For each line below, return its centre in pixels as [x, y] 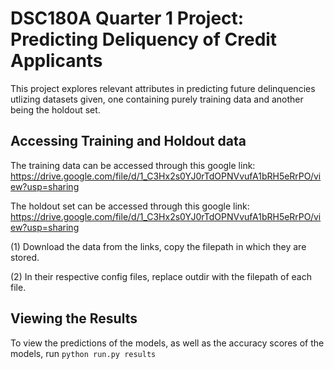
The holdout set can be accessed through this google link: [130, 206]
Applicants [56, 61]
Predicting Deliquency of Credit [144, 39]
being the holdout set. [55, 109]
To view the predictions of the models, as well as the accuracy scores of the [167, 343]
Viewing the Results [74, 318]
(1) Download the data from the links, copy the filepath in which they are [158, 246]
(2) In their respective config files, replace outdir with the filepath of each [161, 276]
